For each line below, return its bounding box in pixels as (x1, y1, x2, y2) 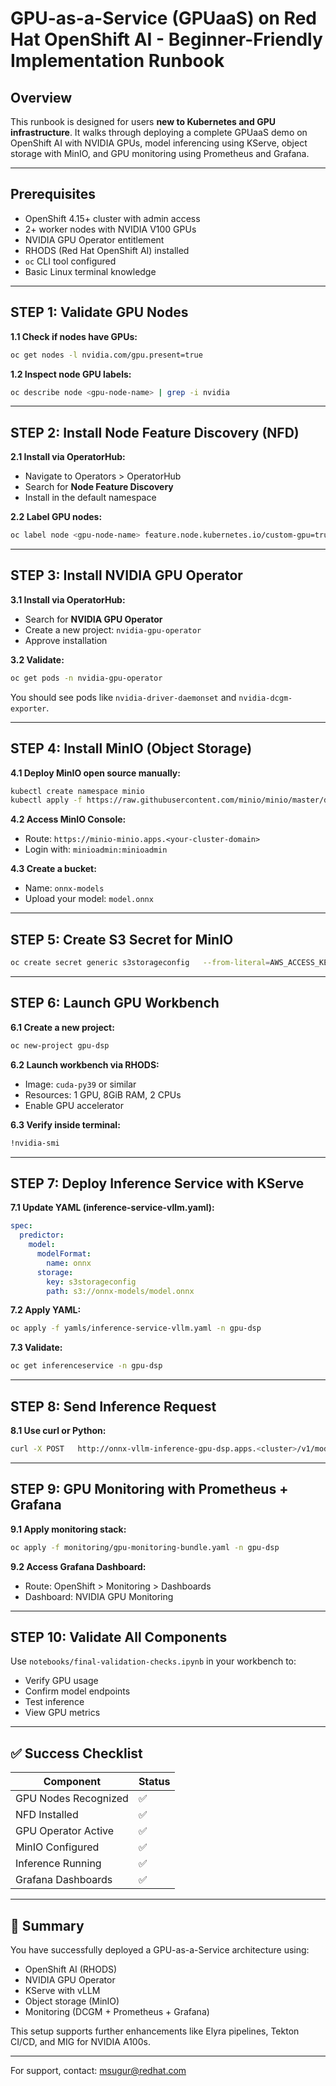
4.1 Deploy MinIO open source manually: (10, 767, 181, 779)
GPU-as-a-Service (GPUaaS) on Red (10, 7, 317, 30)
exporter (10, 703, 47, 714)
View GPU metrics (24, 1707, 101, 1719)
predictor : (19, 1230, 65, 1241)
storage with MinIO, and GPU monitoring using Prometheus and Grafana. (10, 148, 310, 159)
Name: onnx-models (24, 882, 105, 894)
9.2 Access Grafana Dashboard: (10, 1560, 147, 1572)
